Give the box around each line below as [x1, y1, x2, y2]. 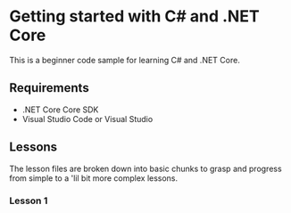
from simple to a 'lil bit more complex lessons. [9, 172, 179, 184]
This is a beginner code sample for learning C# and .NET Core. [9, 54, 241, 65]
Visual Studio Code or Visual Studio [21, 113, 154, 124]
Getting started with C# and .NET [9, 6, 261, 27]
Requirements [9, 80, 89, 95]
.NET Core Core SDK [21, 104, 99, 115]
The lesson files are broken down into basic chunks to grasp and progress [9, 163, 283, 174]
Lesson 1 [9, 194, 48, 207]
